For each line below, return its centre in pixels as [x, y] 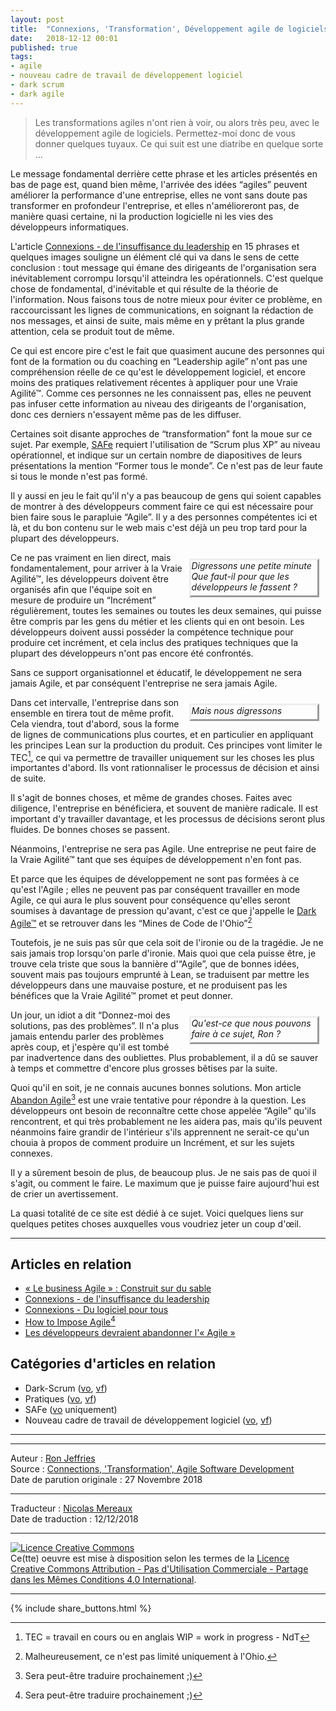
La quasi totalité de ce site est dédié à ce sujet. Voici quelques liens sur [157, 1213]
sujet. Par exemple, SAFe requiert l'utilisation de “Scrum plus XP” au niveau [165, 444]
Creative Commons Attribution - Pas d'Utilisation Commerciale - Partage [159, 1568]
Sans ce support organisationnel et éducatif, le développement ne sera [156, 672]
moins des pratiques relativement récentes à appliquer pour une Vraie [154, 382]
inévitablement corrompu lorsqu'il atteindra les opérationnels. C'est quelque [167, 278]
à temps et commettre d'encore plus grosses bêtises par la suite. [144, 1068]
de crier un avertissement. [64, 1193]
